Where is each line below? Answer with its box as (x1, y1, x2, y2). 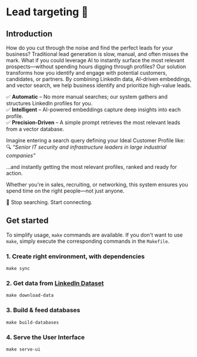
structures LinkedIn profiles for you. (6, 100, 93, 106)
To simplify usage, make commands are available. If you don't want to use (6, 231, 183, 238)
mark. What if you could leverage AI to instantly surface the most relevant (6, 57, 185, 64)
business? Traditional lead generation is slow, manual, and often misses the (6, 51, 189, 58)
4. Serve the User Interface (6, 333, 85, 341)
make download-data (6, 292, 54, 299)
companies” (6, 152, 36, 159)
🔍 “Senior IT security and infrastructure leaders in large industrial (6, 144, 166, 151)
